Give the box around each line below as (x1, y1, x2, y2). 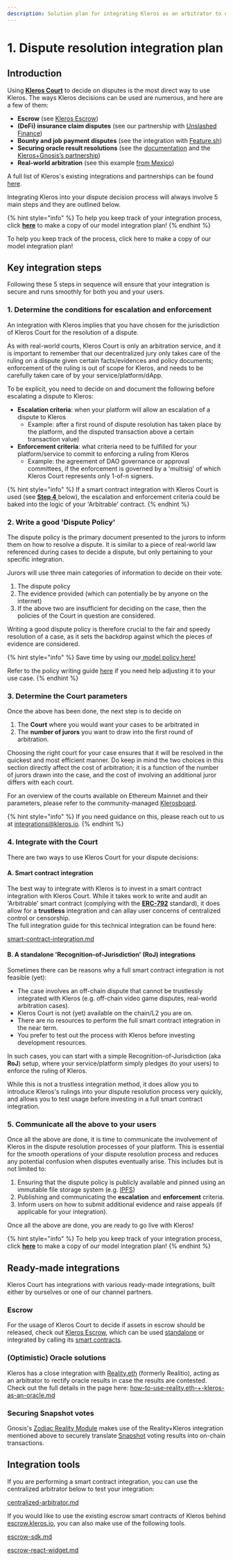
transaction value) (27, 434, 80, 443)
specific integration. (7, 555, 64, 564)
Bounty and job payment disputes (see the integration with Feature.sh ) (17, 136, 223, 144)
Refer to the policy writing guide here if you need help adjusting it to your (7, 667, 216, 675)
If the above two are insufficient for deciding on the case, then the (17, 605, 207, 613)
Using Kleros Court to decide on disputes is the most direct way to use (7, 86, 210, 94)
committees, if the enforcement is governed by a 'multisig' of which (27, 464, 221, 473)
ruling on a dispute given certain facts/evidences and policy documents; (7, 356, 214, 364)
